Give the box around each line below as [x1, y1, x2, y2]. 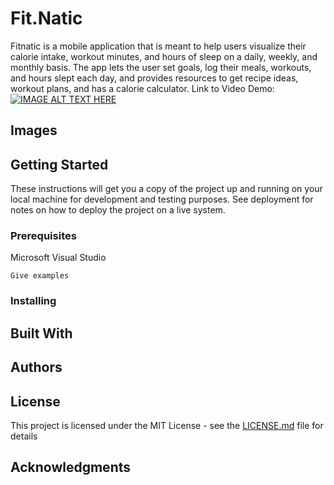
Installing [10, 294, 57, 308]
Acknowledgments [10, 459, 132, 476]
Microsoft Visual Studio [10, 252, 107, 264]
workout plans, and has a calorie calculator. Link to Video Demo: [10, 82, 275, 94]
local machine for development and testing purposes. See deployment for [10, 193, 314, 206]
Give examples [10, 271, 70, 281]
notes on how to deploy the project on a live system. [10, 204, 226, 216]
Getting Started [10, 156, 109, 173]
